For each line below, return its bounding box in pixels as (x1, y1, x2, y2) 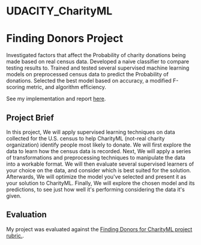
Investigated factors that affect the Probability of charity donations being (6, 52, 186, 59)
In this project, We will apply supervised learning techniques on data (6, 128, 175, 136)
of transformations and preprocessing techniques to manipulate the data (6, 154, 186, 161)
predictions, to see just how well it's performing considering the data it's (6, 186, 185, 193)
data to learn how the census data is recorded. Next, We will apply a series (6, 147, 191, 154)
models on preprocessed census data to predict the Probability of (6, 71, 169, 78)
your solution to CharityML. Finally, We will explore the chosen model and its (6, 179, 195, 187)
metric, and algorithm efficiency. (26, 83, 107, 91)
